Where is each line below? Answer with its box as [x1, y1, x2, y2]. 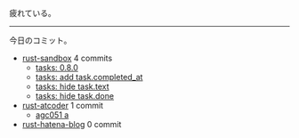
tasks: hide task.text [35, 81, 109, 92]
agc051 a [35, 110, 69, 120]
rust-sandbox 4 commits [21, 53, 113, 63]
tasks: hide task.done [35, 91, 114, 101]
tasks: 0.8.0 [35, 62, 78, 73]
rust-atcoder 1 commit [21, 101, 104, 110]
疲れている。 [9, 8, 56, 18]
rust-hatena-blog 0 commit [21, 119, 122, 129]
